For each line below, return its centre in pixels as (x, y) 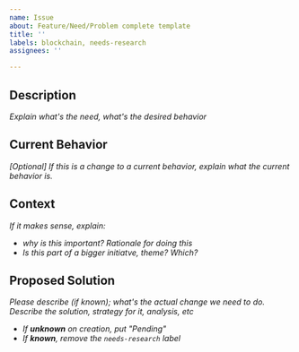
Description (43, 95)
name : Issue (31, 17)
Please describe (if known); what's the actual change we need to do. (137, 302)
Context (32, 204)
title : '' (28, 34)
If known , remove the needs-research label (101, 339)
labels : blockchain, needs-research (78, 43)
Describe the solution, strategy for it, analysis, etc (102, 312)
